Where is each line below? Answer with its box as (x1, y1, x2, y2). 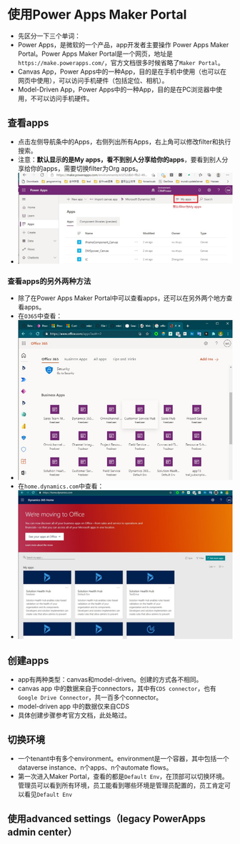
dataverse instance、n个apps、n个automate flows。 (17, 763, 173, 772)
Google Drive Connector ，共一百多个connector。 (17, 692, 163, 701)
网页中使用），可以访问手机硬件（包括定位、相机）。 (17, 76, 169, 84)
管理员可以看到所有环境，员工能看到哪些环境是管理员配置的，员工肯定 (17, 780, 225, 790)
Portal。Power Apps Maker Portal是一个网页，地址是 (17, 49, 174, 58)
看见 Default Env (24, 790, 73, 798)
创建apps (7, 655, 49, 667)
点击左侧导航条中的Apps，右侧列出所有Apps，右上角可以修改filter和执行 (17, 137, 231, 146)
